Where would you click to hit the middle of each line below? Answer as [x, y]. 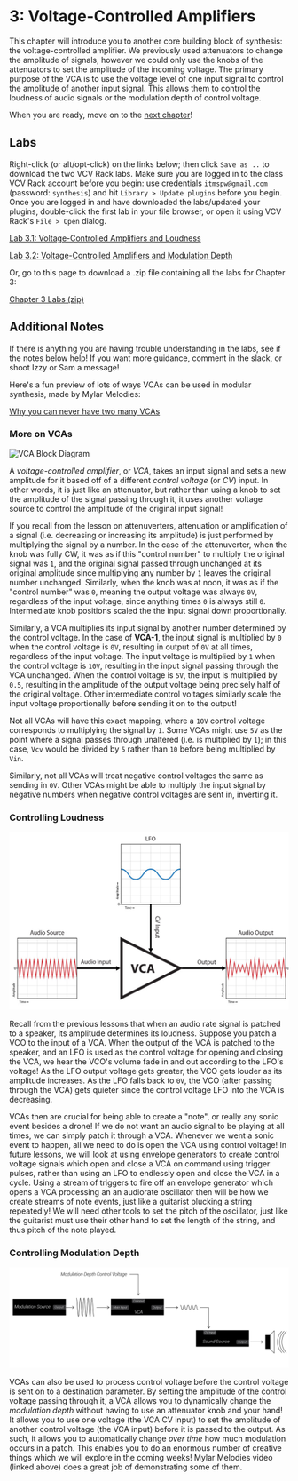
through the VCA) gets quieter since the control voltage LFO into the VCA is [147, 1089]
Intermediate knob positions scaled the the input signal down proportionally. [148, 610]
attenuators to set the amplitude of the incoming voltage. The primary [136, 69]
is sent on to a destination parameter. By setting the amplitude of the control [148, 1391]
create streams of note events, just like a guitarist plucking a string [131, 1201]
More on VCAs [41, 434]
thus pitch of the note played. [63, 1230]
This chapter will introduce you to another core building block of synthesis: [146, 41]
